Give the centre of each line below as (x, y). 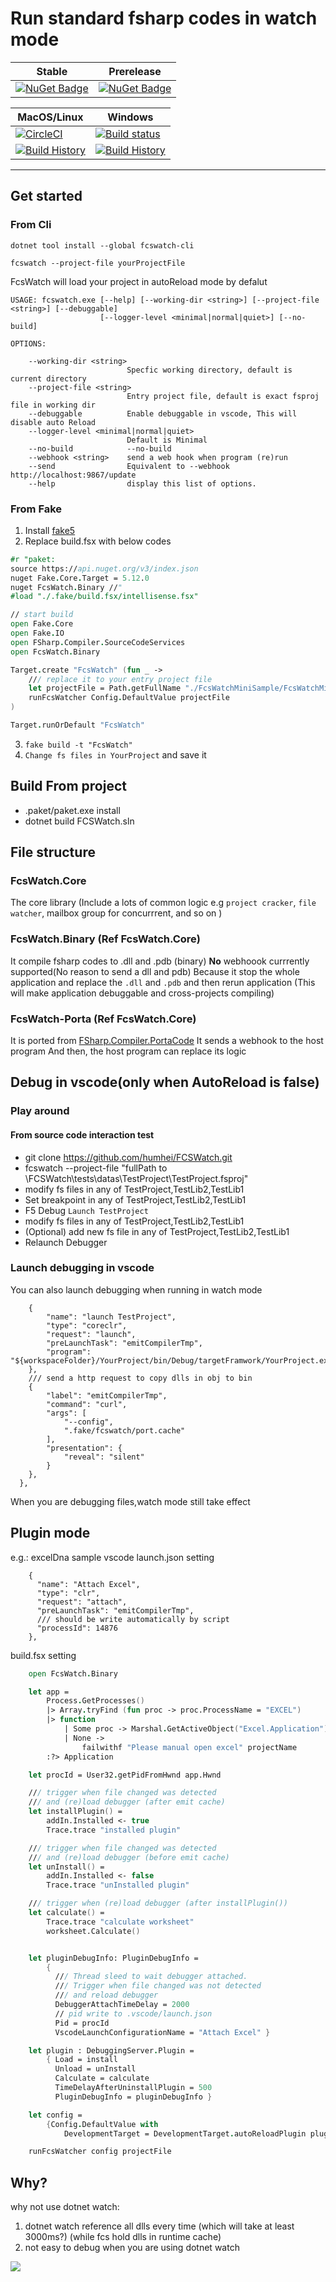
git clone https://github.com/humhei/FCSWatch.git (128, 1157)
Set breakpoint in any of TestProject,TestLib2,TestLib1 (135, 1199)
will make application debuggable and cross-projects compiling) (142, 993)
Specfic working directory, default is (209, 370)
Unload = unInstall (95, 2069)
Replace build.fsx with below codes (98, 541)
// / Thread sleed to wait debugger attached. (151, 1977)
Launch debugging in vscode (82, 1268)
